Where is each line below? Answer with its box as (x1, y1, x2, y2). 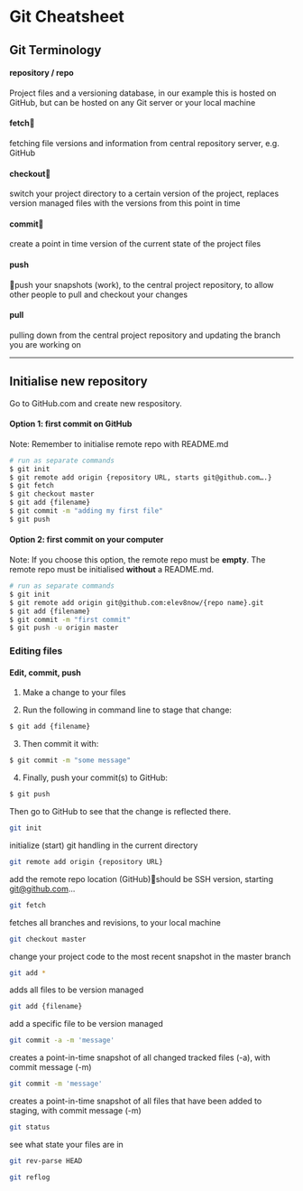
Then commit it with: (22, 739, 99, 749)
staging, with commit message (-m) (9, 1105, 142, 1116)
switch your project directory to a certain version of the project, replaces (9, 188, 280, 200)
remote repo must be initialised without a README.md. (9, 564, 215, 575)
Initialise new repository (9, 374, 148, 389)
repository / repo (9, 68, 74, 79)
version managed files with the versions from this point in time (9, 198, 241, 209)
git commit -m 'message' (9, 1079, 103, 1089)
